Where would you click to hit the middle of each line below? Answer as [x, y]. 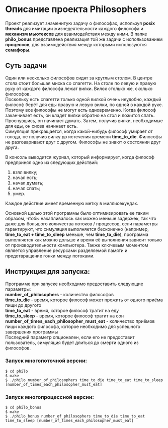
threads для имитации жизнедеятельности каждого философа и [74, 28]
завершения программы [32, 332]
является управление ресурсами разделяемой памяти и [66, 250]
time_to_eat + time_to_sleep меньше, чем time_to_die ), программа [77, 234]
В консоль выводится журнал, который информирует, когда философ [80, 157]
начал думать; [28, 183]
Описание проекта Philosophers [76, 9]
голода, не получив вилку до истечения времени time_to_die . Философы [83, 136]
